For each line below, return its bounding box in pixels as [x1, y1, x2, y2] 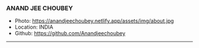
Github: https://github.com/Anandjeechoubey [14, 30, 126, 37]
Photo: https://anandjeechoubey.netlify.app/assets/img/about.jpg [14, 18, 174, 25]
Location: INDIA [14, 23, 53, 30]
